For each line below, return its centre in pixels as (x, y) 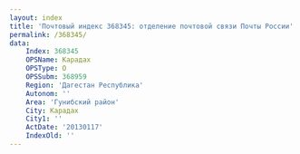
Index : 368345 (52, 52)
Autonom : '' (48, 93)
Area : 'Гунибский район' (73, 102)
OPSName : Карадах (58, 60)
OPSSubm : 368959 (57, 77)
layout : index (36, 18)
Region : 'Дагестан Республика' (85, 85)
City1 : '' (44, 119)
